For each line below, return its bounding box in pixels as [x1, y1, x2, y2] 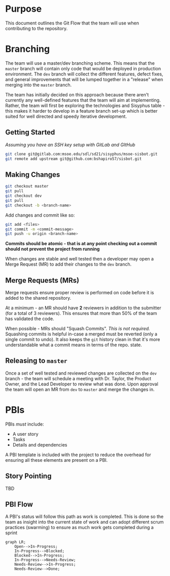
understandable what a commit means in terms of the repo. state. [5, 342, 142, 348]
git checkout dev [5, 193, 42, 198]
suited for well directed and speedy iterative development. [5, 113, 127, 119]
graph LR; [5, 540, 26, 545]
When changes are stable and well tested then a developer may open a [5, 256, 154, 262]
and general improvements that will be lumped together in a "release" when [5, 76, 163, 82]
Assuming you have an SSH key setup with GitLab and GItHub [5, 141, 135, 148]
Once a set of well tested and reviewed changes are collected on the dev [5, 370, 157, 376]
